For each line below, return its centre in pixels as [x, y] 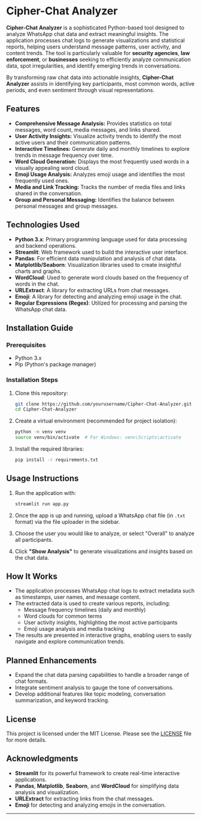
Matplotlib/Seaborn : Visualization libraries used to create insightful [98, 265]
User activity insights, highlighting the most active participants [100, 622]
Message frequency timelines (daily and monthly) [85, 610]
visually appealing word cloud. [52, 168]
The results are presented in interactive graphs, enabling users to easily [103, 635]
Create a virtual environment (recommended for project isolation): [96, 421]
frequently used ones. [42, 180]
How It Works [32, 576]
